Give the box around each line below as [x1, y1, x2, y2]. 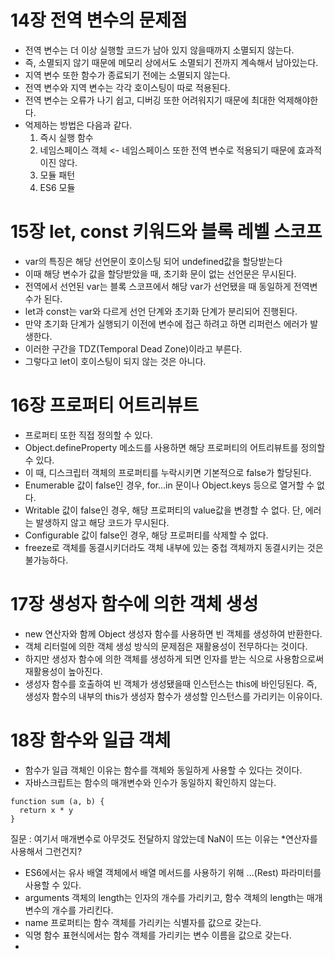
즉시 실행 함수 [39, 131, 94, 143]
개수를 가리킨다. [51, 904, 114, 916]
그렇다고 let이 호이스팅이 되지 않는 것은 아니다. [24, 355, 207, 367]
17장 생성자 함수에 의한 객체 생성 [10, 593, 259, 615]
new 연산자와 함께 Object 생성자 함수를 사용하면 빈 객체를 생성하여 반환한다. [24, 627, 323, 640]
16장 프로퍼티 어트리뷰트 [10, 394, 200, 417]
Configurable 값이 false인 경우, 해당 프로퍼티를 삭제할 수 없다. [24, 529, 269, 541]
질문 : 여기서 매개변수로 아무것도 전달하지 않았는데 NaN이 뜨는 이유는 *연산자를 [10, 832, 318, 845]
